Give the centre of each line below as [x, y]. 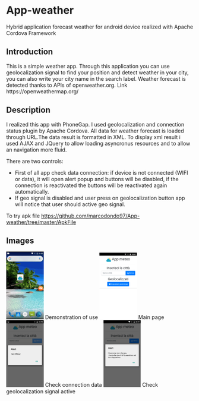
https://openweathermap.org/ [42, 91]
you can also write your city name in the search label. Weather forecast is [96, 78]
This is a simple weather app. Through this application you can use [88, 66]
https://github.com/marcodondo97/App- [91, 216]
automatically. [32, 191]
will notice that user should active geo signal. [70, 204]
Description [28, 110]
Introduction [30, 52]
